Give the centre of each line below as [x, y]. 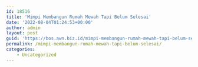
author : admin [24, 28]
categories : [21, 50]
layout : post [22, 33]
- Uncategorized [37, 55]
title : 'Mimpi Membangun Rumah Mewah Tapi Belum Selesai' [79, 17]
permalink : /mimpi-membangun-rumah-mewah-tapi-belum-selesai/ [84, 44]
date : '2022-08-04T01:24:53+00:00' [50, 22]
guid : [13, 38]
